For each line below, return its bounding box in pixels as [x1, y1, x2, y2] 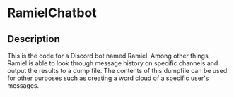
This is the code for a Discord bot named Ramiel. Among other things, [7, 51, 211, 60]
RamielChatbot [7, 5, 97, 21]
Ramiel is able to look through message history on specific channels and [7, 59, 218, 67]
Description [7, 33, 60, 45]
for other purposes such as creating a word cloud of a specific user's [7, 74, 209, 82]
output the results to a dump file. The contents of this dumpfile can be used [7, 67, 228, 75]
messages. [7, 82, 40, 89]
